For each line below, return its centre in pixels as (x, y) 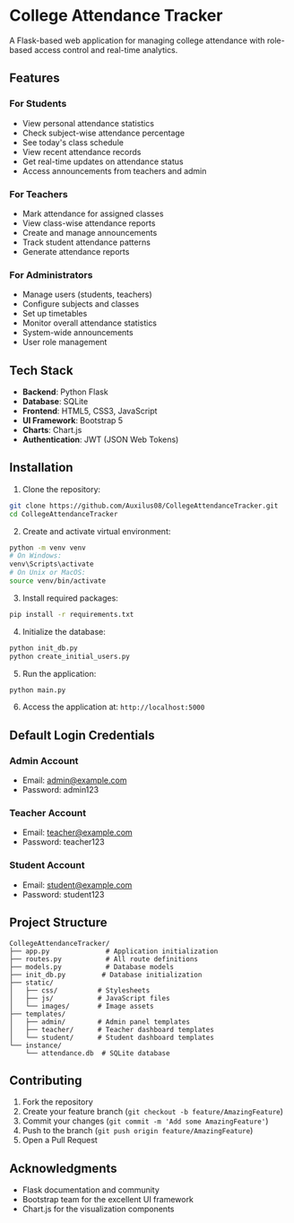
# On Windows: (36, 556)
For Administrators (51, 274)
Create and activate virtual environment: (96, 531)
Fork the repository (58, 1102)
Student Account (47, 865)
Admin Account (44, 760)
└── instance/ (36, 1045)
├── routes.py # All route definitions (104, 959)
